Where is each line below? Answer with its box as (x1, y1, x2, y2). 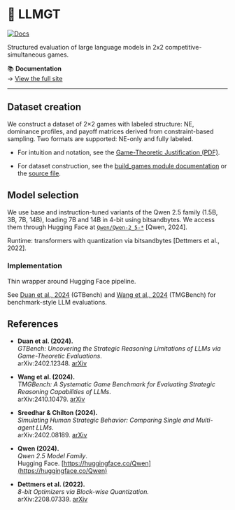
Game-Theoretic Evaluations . (17, 351, 103, 360)
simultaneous (7, 50, 46, 59)
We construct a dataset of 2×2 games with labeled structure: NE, (7, 119, 194, 128)
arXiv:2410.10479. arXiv (17, 395, 85, 403)
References (7, 318, 59, 330)
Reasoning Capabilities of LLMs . (17, 387, 112, 395)
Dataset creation (7, 101, 82, 113)
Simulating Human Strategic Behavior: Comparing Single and (17, 416, 194, 424)
